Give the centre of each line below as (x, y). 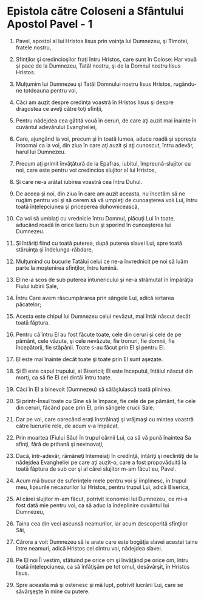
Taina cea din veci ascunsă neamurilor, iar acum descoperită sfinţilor (101, 523)
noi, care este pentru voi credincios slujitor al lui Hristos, (86, 170)
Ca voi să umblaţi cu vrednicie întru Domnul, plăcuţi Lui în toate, (95, 218)
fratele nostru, (33, 47)
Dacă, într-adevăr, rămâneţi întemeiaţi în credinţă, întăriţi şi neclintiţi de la (107, 455)
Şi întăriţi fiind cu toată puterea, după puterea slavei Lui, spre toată (99, 243)
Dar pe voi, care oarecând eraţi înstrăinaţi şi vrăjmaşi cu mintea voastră (104, 419)
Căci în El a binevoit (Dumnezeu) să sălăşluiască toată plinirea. (94, 389)
